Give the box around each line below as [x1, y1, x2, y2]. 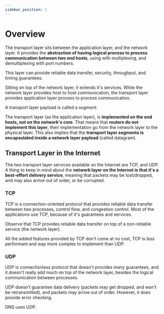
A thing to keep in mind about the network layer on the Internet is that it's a [5, 167, 159, 173]
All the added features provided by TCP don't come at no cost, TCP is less [5, 235, 155, 241]
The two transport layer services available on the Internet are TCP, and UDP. [5, 162, 159, 168]
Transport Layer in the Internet [5, 149, 100, 157]
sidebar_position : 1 [5, 7, 47, 12]
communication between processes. [5, 274, 79, 280]
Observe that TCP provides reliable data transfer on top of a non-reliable [5, 221, 151, 227]
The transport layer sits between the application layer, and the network [5, 45, 148, 51]
